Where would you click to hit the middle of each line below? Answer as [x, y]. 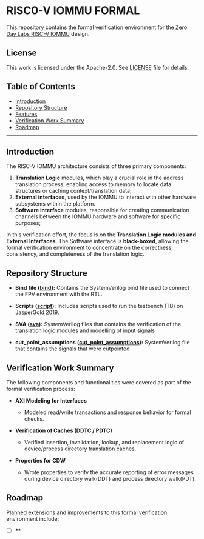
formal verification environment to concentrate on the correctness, [90, 248]
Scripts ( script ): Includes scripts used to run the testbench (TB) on [99, 306]
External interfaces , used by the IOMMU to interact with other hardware [106, 197]
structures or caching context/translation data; [73, 191]
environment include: [33, 518]
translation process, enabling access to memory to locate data [93, 184]
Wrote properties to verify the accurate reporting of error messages [109, 472]
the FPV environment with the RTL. [59, 294]
